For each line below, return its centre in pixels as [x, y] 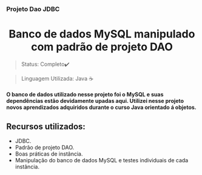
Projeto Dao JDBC [33, 9]
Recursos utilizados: [46, 126]
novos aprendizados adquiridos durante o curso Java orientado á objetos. [101, 107]
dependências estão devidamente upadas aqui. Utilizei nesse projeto [95, 101]
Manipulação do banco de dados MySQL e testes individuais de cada [102, 160]
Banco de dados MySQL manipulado [102, 34]
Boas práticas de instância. [49, 154]
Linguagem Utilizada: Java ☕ [57, 78]
